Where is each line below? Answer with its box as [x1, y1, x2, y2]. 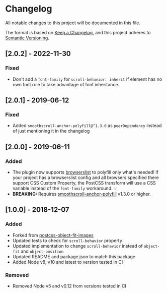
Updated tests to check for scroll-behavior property [12, 238, 122, 244]
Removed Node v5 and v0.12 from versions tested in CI [12, 283, 127, 289]
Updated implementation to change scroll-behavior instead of [12, 243, 143, 249]
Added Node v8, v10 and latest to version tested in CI [12, 259, 123, 265]
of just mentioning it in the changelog [12, 128, 90, 134]
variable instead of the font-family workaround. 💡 [12, 185, 117, 191]
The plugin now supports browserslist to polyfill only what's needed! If [12, 169, 159, 175]
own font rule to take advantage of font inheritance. [12, 81, 120, 87]
